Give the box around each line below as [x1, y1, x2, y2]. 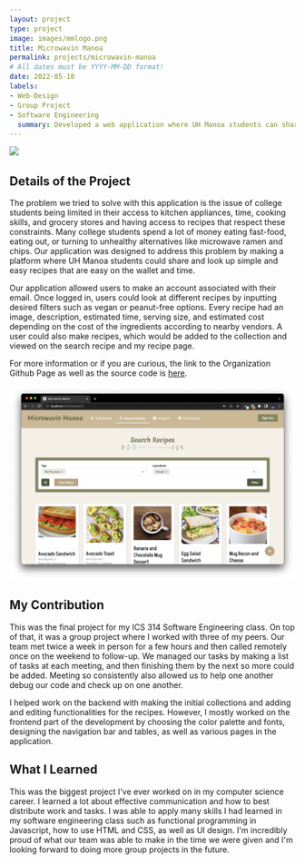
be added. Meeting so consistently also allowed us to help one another [9, 670, 274, 681]
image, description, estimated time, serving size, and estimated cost [9, 311, 265, 322]
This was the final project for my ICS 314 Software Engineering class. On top [9, 622, 295, 633]
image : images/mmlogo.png [9, 34, 107, 43]
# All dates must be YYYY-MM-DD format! [9, 63, 165, 72]
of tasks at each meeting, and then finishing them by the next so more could [9, 660, 295, 671]
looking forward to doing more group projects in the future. [9, 844, 230, 855]
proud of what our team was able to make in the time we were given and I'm [9, 834, 293, 845]
